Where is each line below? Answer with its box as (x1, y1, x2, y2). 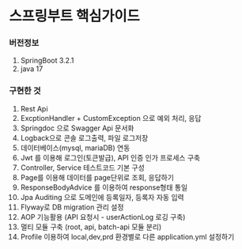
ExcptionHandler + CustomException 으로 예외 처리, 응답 (20, 113, 202, 123)
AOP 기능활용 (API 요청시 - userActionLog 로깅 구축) (20, 212, 186, 221)
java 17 (20, 64, 43, 74)
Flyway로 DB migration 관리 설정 (20, 202, 124, 212)
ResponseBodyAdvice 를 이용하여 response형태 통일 (20, 183, 188, 192)
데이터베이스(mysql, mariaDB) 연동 (20, 143, 130, 153)
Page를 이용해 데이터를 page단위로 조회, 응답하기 (20, 172, 175, 182)
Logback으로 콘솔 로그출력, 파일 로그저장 (20, 133, 149, 142)
